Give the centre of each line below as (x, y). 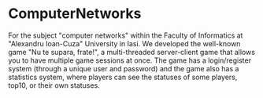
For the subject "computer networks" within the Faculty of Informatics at (126, 35)
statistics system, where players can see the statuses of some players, (123, 77)
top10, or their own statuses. (54, 85)
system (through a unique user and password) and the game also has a (124, 68)
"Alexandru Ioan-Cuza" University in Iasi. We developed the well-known (124, 43)
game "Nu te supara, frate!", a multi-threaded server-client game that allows (132, 52)
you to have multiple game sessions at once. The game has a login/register (130, 60)
